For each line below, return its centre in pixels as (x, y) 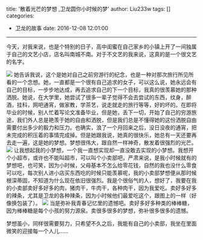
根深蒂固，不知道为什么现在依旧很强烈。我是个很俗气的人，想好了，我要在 (99, 180)
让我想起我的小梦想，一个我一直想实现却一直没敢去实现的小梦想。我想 (101, 150)
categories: (20, 16)
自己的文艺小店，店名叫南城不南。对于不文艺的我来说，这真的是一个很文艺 (104, 54)
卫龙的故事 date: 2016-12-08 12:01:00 (62, 28)
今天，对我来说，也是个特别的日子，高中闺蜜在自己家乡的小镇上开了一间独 (99, 47)
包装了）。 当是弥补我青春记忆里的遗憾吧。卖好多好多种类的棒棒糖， (105, 203)
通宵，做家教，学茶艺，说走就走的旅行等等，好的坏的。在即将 (120, 105)
